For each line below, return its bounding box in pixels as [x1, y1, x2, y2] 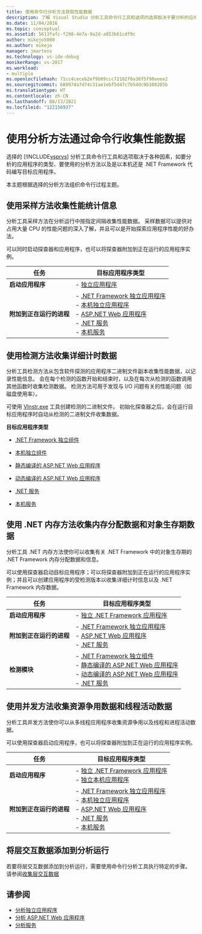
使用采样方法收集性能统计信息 [6, 200, 117, 211]
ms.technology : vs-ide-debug [6, 54, 79, 60]
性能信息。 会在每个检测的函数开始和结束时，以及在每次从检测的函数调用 [11, 375, 192, 383]
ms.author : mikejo [6, 43, 52, 49]
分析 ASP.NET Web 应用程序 [14, 914, 85, 921]
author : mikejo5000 [6, 37, 55, 43]
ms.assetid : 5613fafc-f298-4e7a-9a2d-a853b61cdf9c [6, 31, 136, 37]
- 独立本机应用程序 [75, 775, 129, 784]
